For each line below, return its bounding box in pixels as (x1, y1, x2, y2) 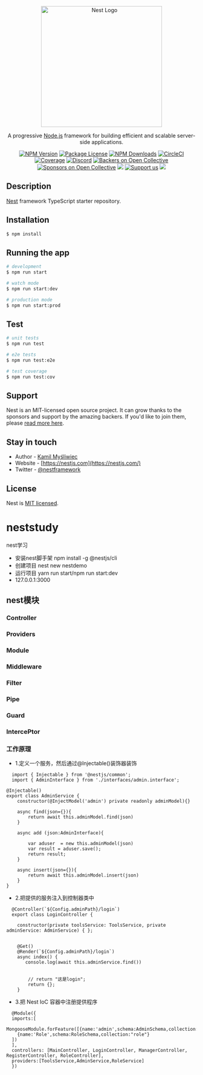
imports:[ (11, 1016, 36, 1022)
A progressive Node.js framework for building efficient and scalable (7, 132, 176, 139)
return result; (28, 851, 66, 857)
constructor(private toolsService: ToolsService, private (17, 923, 166, 929)
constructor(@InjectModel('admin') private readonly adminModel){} (17, 799, 190, 805)
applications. (91, 139, 124, 145)
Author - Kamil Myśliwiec (14, 453, 78, 460)
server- (177, 132, 196, 139)
